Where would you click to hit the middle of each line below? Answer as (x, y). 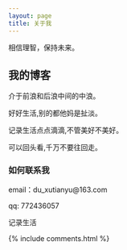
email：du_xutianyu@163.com (58, 190)
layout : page (30, 16)
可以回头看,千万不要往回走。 (55, 148)
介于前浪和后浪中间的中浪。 (54, 96)
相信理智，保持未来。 (43, 47)
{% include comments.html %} (59, 238)
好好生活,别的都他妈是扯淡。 (55, 113)
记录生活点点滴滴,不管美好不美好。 (66, 131)
